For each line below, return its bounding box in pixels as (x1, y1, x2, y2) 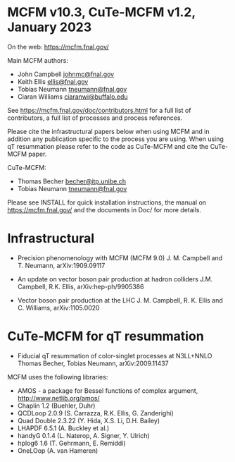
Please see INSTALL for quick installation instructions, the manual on (7, 198, 206, 207)
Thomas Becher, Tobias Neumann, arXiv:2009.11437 (17, 359, 169, 367)
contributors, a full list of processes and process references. (7, 114, 183, 122)
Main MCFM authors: (7, 56, 68, 64)
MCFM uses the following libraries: (7, 372, 108, 381)
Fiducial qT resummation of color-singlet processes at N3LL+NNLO (17, 351, 212, 360)
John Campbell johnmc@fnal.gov (17, 70, 115, 78)
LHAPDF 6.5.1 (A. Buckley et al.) (17, 424, 110, 432)
